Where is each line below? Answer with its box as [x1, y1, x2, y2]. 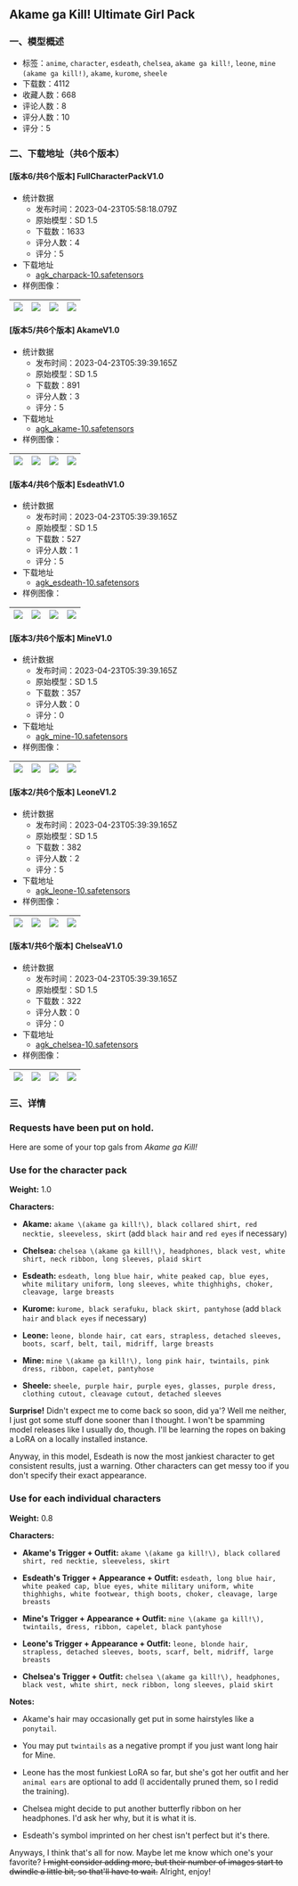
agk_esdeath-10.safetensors [35, 577, 140, 588]
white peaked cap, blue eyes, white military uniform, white [21, 1582, 254, 1591]
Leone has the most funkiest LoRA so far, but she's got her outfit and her [21, 1767, 289, 1777]
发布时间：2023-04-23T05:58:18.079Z [35, 203, 178, 214]
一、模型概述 [9, 36, 65, 48]
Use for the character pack [9, 1164, 127, 1176]
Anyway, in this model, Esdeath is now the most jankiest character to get [9, 1451, 276, 1462]
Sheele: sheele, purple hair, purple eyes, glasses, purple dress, [21, 1380, 278, 1391]
